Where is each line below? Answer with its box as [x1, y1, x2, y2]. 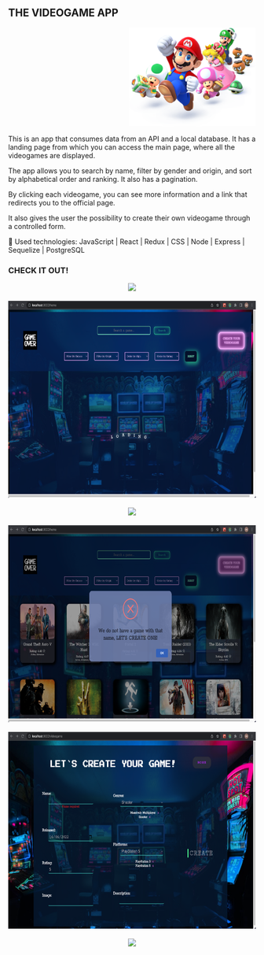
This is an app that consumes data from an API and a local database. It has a [8, 134, 256, 143]
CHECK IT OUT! [8, 265, 69, 276]
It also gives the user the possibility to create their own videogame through [8, 213, 251, 223]
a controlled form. [8, 221, 66, 231]
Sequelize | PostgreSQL [8, 245, 85, 254]
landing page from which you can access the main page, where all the [8, 142, 236, 152]
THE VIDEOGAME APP [8, 6, 119, 20]
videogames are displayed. [8, 150, 96, 160]
